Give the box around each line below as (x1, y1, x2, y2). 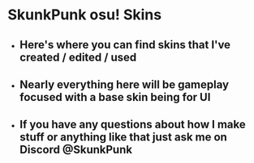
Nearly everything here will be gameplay (19, 77, 229, 91)
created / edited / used (19, 50, 137, 64)
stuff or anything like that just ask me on (19, 131, 228, 144)
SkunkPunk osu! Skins (7, 6, 162, 24)
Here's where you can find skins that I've (19, 38, 231, 52)
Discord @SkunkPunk (19, 143, 133, 157)
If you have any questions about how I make (19, 118, 246, 132)
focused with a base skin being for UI (19, 90, 211, 104)
